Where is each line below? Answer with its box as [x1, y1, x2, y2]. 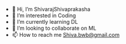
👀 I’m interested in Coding [11, 12, 76, 19]
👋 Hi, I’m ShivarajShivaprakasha [11, 6, 91, 12]
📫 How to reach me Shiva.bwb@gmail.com [11, 32, 120, 38]
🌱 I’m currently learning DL [11, 18, 78, 25]
